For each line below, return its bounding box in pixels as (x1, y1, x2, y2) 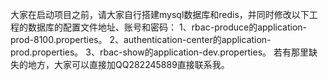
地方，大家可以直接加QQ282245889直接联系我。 (27, 59, 230, 70)
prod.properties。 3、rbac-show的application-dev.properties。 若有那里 (10, 46, 310, 58)
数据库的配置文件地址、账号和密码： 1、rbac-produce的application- (27, 21, 308, 33)
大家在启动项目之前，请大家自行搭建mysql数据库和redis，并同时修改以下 (10, 9, 310, 20)
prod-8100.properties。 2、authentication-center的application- (10, 34, 272, 45)
